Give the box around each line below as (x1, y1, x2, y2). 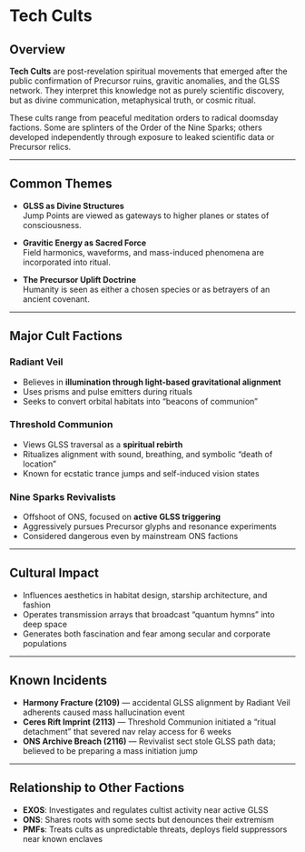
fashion (22, 599, 52, 610)
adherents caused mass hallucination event (22, 707, 185, 717)
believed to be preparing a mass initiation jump (22, 745, 198, 756)
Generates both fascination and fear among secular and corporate (22, 628, 271, 639)
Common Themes (9, 176, 113, 192)
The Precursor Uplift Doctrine (22, 274, 137, 285)
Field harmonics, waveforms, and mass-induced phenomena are (22, 246, 265, 257)
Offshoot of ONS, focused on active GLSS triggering (22, 511, 221, 523)
